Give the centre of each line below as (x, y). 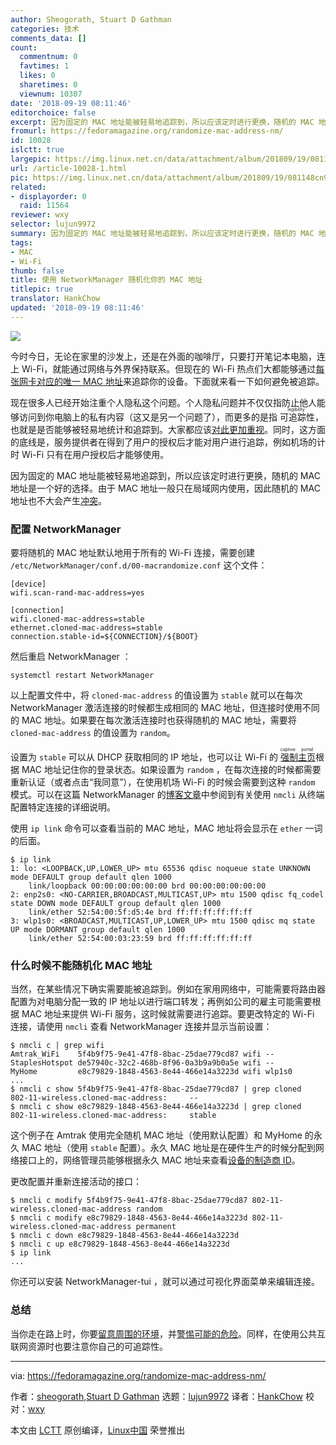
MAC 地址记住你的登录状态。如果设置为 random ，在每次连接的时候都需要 (171, 770)
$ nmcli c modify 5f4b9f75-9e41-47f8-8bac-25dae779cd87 (129, 1201)
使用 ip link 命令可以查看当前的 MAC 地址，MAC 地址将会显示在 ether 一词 (166, 828)
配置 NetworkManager (66, 529)
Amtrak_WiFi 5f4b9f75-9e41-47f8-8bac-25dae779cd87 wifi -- (142, 1054)
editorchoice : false (53, 112)
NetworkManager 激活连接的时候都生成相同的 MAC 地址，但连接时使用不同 (165, 708)
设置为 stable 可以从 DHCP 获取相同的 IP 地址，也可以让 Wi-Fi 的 (144, 757)
